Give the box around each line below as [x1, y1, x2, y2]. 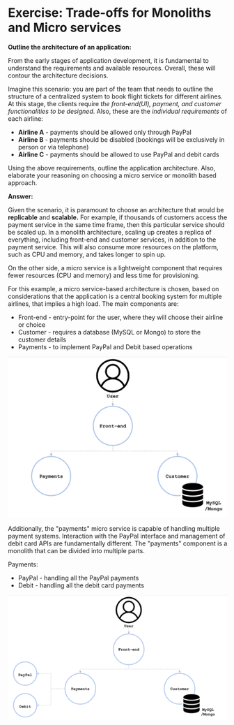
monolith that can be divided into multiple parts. [8, 546, 146, 555]
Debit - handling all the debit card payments [17, 581, 145, 589]
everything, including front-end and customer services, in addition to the [8, 235, 217, 244]
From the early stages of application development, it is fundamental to [8, 56, 210, 64]
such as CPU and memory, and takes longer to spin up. [8, 250, 166, 258]
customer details [17, 335, 67, 344]
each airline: [8, 114, 44, 123]
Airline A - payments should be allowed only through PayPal [17, 128, 192, 136]
